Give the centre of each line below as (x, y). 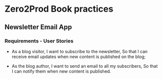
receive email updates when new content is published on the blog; (79, 57)
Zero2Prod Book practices (59, 9)
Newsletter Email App (38, 27)
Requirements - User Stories (39, 41)
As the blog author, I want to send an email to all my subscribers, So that (84, 66)
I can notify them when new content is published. (61, 71)
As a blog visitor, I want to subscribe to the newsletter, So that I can (80, 51)
